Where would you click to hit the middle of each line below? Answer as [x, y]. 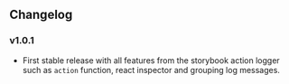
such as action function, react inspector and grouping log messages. [151, 70]
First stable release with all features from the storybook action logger [151, 60]
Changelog [41, 15]
